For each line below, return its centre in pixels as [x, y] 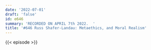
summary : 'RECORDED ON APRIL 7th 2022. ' [50, 24]
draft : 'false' [21, 14]
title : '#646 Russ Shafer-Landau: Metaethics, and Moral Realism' [76, 28]
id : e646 [14, 19]
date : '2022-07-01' [26, 10]
